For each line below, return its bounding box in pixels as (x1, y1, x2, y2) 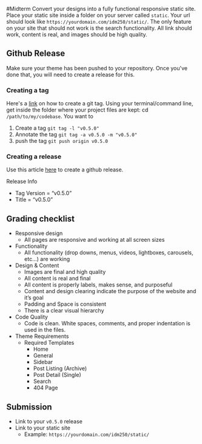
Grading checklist (6, 213, 75, 224)
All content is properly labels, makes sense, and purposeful (24, 281, 173, 288)
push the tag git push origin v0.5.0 (15, 138, 108, 145)
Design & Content (15, 262, 59, 269)
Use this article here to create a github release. (6, 166, 124, 173)
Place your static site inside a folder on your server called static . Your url (6, 12, 190, 19)
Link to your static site (15, 424, 71, 432)
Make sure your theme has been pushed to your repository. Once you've (6, 64, 188, 71)
